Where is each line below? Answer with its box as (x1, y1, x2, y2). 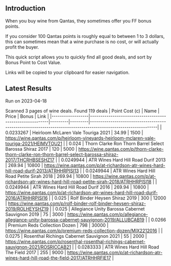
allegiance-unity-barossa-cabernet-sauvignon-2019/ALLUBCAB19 (5, 216, 144, 222)
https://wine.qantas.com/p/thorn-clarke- (78, 146, 164, 152)
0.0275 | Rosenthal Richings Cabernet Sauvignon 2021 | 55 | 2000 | (5, 233, 147, 239)
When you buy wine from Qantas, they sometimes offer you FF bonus (5, 17, 152, 24)
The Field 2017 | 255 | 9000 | (5, 249, 66, 255)
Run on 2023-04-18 (5, 97, 47, 104)
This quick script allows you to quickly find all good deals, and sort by (5, 54, 152, 60)
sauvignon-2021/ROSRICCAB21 (5, 243, 71, 250)
